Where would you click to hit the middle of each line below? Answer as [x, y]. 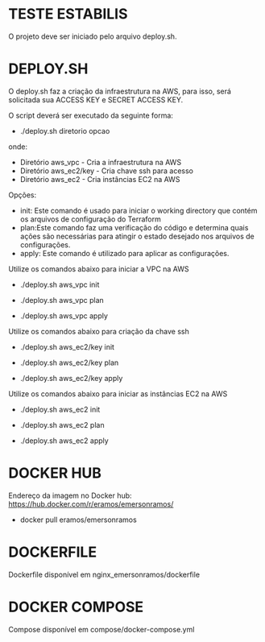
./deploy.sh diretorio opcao [65, 130]
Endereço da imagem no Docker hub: [70, 495]
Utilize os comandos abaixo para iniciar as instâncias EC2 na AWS [118, 393]
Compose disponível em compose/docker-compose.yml [101, 629]
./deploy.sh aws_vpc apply [64, 316]
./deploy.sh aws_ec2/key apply [71, 378]
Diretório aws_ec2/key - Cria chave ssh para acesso [107, 171]
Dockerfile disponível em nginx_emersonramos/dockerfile [104, 574]
